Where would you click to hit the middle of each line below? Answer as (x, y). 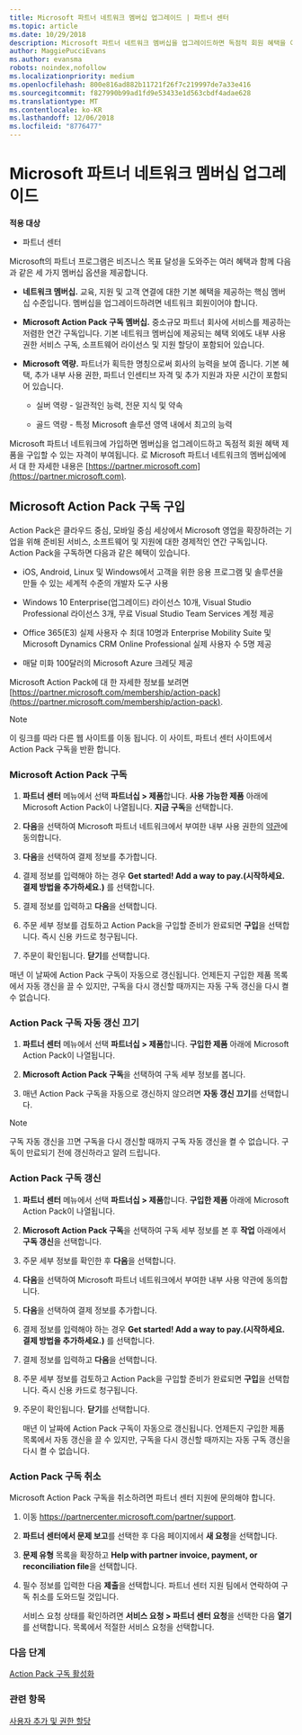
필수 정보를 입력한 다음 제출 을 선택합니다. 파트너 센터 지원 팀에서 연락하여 (151, 1585)
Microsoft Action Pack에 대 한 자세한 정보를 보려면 (99, 682)
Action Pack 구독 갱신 (55, 1179)
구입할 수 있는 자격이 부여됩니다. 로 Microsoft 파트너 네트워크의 (137, 455)
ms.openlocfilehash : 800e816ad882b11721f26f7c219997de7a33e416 (130, 85)
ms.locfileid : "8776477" (56, 127)
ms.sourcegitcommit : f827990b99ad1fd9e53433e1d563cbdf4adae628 (130, 93)
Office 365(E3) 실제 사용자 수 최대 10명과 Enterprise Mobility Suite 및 (147, 632)
